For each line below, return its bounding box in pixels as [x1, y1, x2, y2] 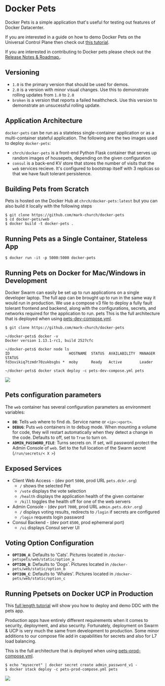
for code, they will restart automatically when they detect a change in [12, 429, 153, 435]
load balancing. [5, 638, 36, 644]
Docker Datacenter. [5, 24, 45, 30]
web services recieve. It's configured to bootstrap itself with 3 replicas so [12, 165, 160, 171]
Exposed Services [5, 464, 62, 473]
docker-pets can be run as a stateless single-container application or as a [5, 130, 154, 135]
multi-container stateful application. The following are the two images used [5, 135, 158, 141]
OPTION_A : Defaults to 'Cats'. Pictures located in [12, 552, 107, 558]
